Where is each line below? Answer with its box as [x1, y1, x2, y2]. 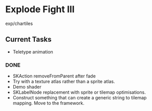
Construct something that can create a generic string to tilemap [12, 95, 147, 101]
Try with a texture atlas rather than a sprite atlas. [12, 78, 115, 85]
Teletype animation [12, 48, 54, 54]
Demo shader [12, 84, 42, 90]
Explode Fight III [5, 4, 75, 15]
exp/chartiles [5, 20, 33, 26]
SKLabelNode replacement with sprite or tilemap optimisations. [12, 89, 146, 95]
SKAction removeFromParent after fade [12, 73, 96, 79]
